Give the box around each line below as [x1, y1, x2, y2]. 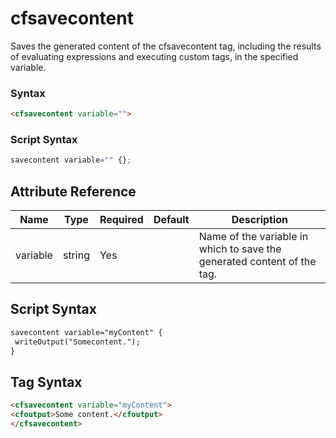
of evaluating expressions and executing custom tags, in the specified [10, 50, 299, 62]
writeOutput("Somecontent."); [14, 337, 141, 347]
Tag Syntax [10, 373, 83, 391]
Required [99, 213, 144, 227]
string [62, 248, 90, 262]
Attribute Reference [10, 183, 137, 200]
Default [153, 213, 190, 227]
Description [231, 213, 289, 227]
